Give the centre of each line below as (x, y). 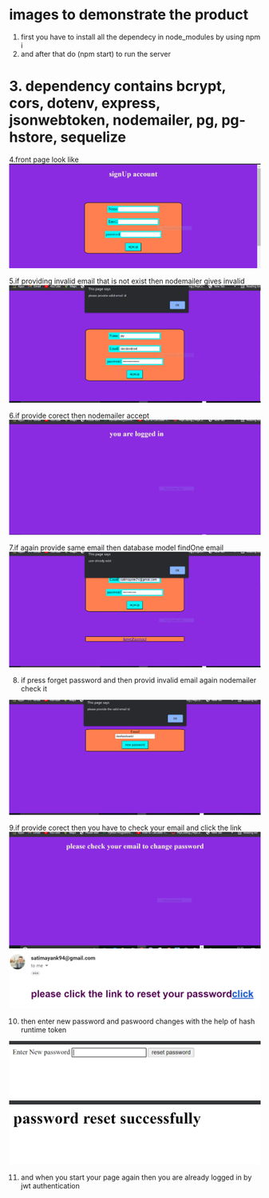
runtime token (44, 1029)
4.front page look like (44, 159)
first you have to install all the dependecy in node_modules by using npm (140, 37)
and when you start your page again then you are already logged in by (136, 1177)
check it (34, 688)
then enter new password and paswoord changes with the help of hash (138, 1021)
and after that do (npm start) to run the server (95, 54)
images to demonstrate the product (129, 15)
